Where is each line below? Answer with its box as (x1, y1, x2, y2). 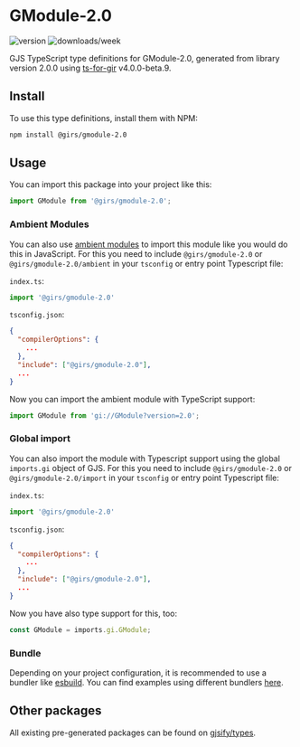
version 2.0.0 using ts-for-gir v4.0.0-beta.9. (9, 62, 172, 73)
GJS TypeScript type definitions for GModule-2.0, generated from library (9, 52, 280, 63)
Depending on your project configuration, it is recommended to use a (9, 667, 267, 678)
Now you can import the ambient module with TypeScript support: (9, 393, 256, 404)
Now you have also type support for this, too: (9, 608, 178, 619)
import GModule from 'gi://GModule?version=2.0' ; (9, 411, 201, 421)
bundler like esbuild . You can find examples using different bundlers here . (9, 676, 285, 687)
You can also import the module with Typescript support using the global (9, 453, 280, 464)
